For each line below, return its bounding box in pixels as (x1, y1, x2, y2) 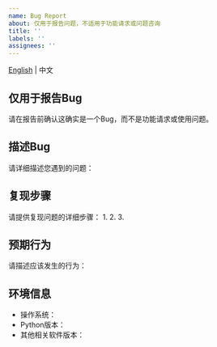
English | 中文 (8, 66, 54, 75)
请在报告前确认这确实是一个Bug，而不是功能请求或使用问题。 (8, 114, 214, 124)
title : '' (8, 27, 42, 35)
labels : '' (8, 34, 45, 43)
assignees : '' (8, 42, 57, 50)
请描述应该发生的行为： (8, 260, 87, 271)
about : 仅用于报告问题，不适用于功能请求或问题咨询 (8, 19, 160, 28)
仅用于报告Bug (8, 91, 83, 105)
